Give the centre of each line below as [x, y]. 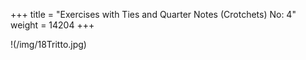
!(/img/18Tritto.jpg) [48, 44]
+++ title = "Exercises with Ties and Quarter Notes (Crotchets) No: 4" [153, 14]
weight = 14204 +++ [52, 25]
